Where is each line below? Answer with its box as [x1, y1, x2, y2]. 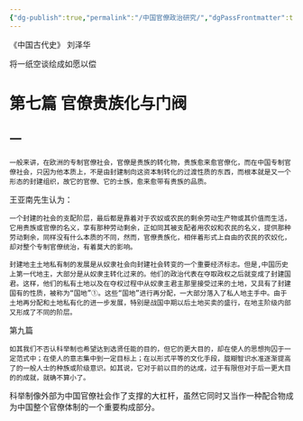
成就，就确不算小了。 [22, 373, 90, 382]
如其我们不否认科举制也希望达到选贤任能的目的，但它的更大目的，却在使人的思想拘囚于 [9, 344, 285, 353]
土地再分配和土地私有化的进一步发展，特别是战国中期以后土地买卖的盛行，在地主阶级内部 [9, 298, 291, 307]
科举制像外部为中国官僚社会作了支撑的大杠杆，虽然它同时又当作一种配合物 [9, 389, 286, 401]
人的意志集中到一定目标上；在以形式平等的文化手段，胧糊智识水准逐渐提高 [56, 353, 291, 363]
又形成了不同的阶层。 [9, 307, 77, 316]
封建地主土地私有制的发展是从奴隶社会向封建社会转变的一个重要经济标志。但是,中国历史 [9, 260, 289, 269]
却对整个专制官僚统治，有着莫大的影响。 [9, 243, 137, 252]
